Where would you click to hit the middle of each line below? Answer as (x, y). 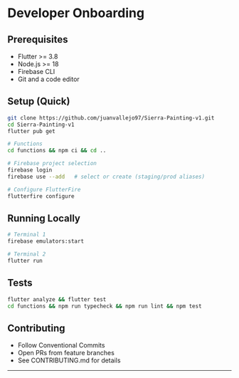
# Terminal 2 (27, 254)
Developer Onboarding (76, 13)
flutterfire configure (41, 196)
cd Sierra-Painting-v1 (41, 125)
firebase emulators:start (46, 241)
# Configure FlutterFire (44, 189)
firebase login (30, 170)
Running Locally (44, 218)
